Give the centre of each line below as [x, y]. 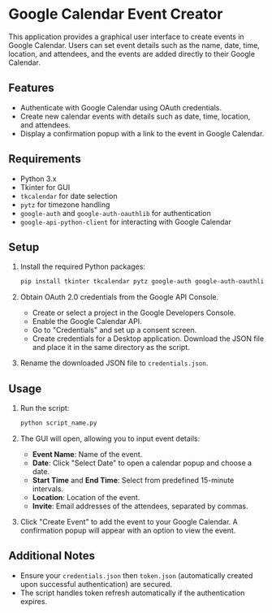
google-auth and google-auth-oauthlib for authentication [115, 213]
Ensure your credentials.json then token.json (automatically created [136, 575]
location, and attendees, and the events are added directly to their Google [132, 54]
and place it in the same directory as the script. [111, 348]
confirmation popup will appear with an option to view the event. [128, 530]
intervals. [47, 489]
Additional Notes [52, 556]
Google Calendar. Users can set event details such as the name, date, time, [134, 45]
